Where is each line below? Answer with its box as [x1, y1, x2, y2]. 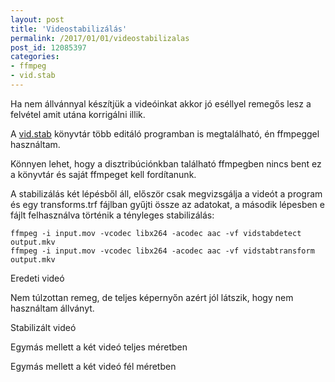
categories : [10, 52, 60, 62]
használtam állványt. [10, 302, 95, 314]
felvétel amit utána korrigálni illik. [10, 108, 146, 120]
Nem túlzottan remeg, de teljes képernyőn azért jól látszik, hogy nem [10, 291, 294, 303]
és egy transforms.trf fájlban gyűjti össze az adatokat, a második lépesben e [10, 198, 325, 210]
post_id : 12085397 [10, 42, 87, 53]
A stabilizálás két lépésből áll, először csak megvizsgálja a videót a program [10, 187, 323, 200]
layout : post [10, 14, 65, 25]
